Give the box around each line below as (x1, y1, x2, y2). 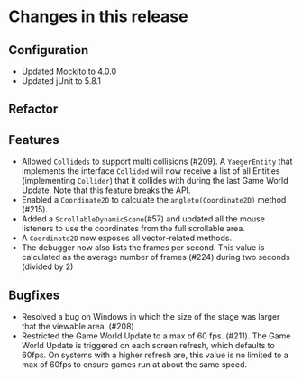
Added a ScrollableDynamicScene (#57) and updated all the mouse (21, 213, 265, 224)
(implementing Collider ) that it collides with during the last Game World (21, 176, 289, 186)
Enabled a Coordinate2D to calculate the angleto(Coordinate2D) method (21, 194, 287, 205)
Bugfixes (8, 287, 60, 302)
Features (8, 132, 59, 148)
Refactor (8, 102, 59, 117)
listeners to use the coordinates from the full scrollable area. (21, 223, 245, 234)
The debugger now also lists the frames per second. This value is (21, 242, 265, 253)
